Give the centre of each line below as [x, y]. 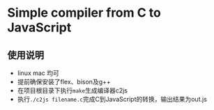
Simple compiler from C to [84, 13]
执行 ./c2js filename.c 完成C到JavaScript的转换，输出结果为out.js [112, 99]
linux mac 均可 [38, 73]
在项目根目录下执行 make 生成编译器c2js [72, 91]
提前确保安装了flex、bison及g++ [64, 82]
